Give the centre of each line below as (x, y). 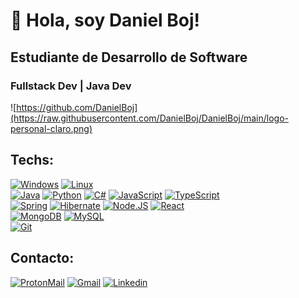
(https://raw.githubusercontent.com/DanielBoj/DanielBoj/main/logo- (150, 118)
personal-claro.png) (51, 128)
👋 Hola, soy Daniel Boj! (105, 20)
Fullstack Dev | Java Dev (71, 86)
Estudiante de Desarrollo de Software (129, 57)
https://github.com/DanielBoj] (77, 107)
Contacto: (42, 258)
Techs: (32, 160)
